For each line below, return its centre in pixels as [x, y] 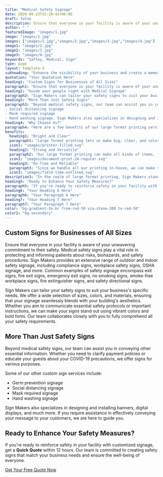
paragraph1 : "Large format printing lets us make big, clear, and [78, 141]
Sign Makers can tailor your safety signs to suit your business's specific [77, 290]
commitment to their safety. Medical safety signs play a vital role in [72, 250]
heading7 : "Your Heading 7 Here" [39, 200]
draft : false [18, 18]
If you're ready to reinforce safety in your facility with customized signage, [79, 445]
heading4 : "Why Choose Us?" [33, 123]
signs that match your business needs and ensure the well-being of [72, 455]
